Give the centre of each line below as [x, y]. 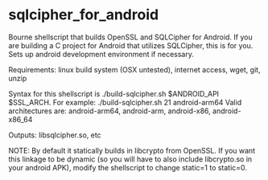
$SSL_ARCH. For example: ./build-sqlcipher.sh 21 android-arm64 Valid [125, 102]
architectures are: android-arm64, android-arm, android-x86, [109, 111]
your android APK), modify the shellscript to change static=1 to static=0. [128, 167]
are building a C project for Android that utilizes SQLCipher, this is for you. [131, 45]
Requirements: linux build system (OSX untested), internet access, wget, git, [134, 69]
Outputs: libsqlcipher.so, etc [55, 135]
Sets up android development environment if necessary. [101, 54]
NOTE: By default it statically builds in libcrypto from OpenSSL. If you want [132, 150]
